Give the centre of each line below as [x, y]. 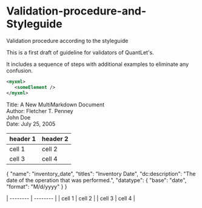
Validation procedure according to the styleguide [67, 41]
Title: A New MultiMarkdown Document [56, 105]
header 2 [55, 138]
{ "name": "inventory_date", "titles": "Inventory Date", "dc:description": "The [101, 174]
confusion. [20, 70]
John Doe [19, 117]
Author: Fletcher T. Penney [40, 111]
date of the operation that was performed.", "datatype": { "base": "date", [96, 180]
